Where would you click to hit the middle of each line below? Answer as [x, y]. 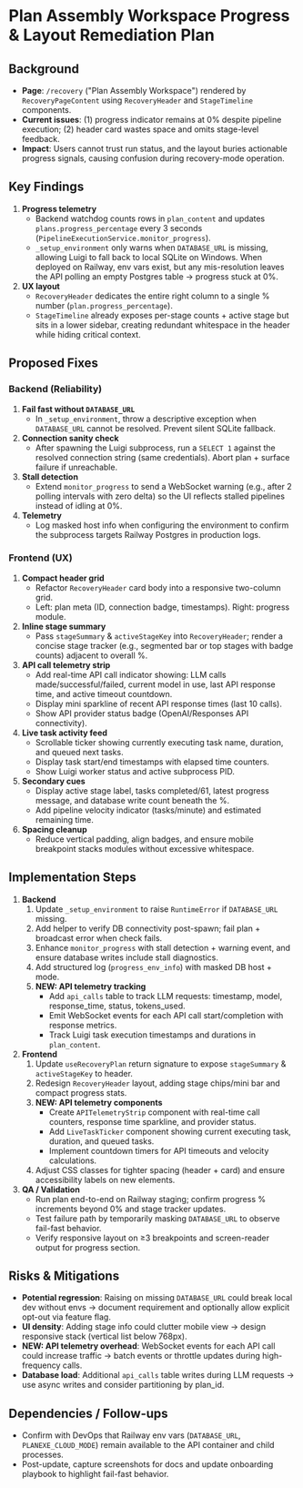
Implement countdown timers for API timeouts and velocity [159, 1150]
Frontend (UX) [41, 558]
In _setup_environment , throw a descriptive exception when [146, 419]
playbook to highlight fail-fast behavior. [95, 1474]
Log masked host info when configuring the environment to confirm [162, 525]
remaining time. [65, 819]
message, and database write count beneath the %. [132, 800]
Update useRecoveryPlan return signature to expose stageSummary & [161, 1063]
